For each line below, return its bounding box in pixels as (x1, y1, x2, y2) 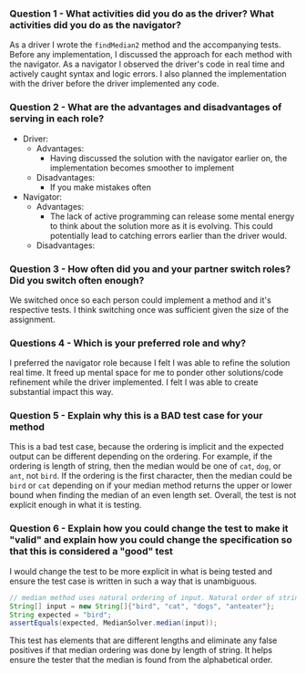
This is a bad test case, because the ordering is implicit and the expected (9, 441, 284, 452)
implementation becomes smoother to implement (49, 162, 235, 173)
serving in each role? (9, 112, 105, 125)
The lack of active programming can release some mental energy (49, 211, 295, 222)
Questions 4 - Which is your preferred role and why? (9, 337, 247, 349)
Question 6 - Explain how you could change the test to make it (9, 523, 289, 535)
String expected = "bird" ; (9, 610, 112, 619)
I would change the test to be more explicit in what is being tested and (9, 565, 273, 576)
